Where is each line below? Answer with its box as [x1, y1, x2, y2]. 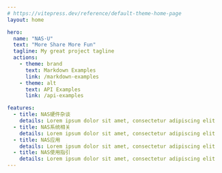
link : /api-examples [25, 92, 84, 99]
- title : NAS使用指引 [13, 149, 70, 156]
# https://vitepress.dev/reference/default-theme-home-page [7, 10, 182, 17]
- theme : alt [19, 79, 57, 86]
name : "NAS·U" [13, 35, 53, 42]
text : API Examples [25, 86, 81, 93]
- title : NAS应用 [13, 136, 61, 144]
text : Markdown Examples [25, 66, 96, 74]
